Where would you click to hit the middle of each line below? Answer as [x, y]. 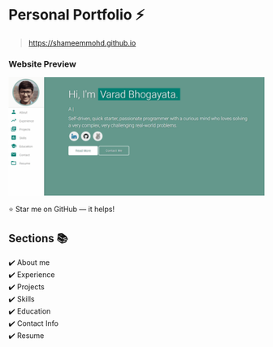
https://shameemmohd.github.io [82, 43]
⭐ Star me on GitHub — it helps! [62, 209]
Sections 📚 [38, 239]
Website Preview [43, 63]
